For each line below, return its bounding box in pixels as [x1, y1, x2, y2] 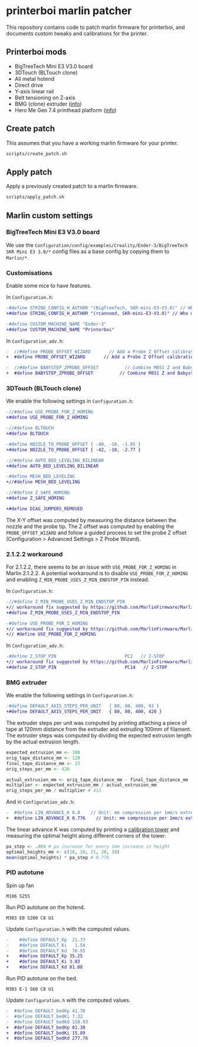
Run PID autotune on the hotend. [6, 904, 85, 911]
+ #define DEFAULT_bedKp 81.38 [6, 1025, 85, 1030]
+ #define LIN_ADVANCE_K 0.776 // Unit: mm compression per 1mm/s [6, 815, 183, 821]
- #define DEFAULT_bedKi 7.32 [6, 1013, 83, 1019]
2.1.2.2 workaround [6, 550, 63, 558]
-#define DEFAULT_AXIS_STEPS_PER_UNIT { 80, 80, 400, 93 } [6, 703, 160, 709]
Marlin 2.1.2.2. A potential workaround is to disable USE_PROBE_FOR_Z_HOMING [6, 570, 189, 577]
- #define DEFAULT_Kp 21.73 [6, 937, 85, 943]
